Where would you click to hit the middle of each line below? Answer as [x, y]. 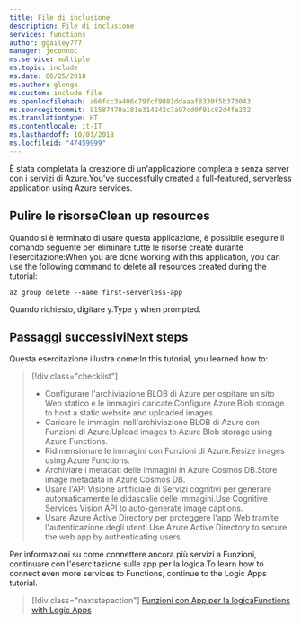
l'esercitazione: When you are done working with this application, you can [145, 256]
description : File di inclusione [72, 26]
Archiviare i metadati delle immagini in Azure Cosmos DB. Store [161, 470]
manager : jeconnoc [44, 51]
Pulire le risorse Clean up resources [110, 216]
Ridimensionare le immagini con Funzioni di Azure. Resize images [164, 451]
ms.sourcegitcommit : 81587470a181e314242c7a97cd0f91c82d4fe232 [130, 110]
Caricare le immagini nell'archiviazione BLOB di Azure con [152, 423]
